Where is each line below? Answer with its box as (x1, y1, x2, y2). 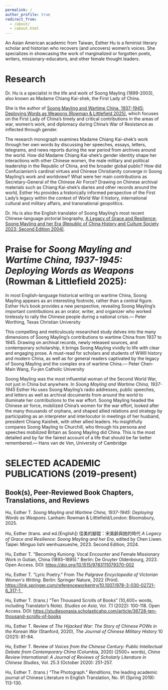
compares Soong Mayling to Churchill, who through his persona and (5, 424, 146, 430)
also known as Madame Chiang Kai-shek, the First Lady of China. (5, 95, 140, 102)
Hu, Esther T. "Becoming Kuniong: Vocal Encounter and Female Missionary (5, 551, 160, 557)
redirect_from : (5, 17, 37, 22)
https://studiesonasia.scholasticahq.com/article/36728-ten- (33, 608, 157, 614)
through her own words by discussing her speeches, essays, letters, (5, 142, 146, 148)
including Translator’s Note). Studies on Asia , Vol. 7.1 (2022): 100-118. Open (5, 603, 160, 609)
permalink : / (5, 7, 33, 13)
